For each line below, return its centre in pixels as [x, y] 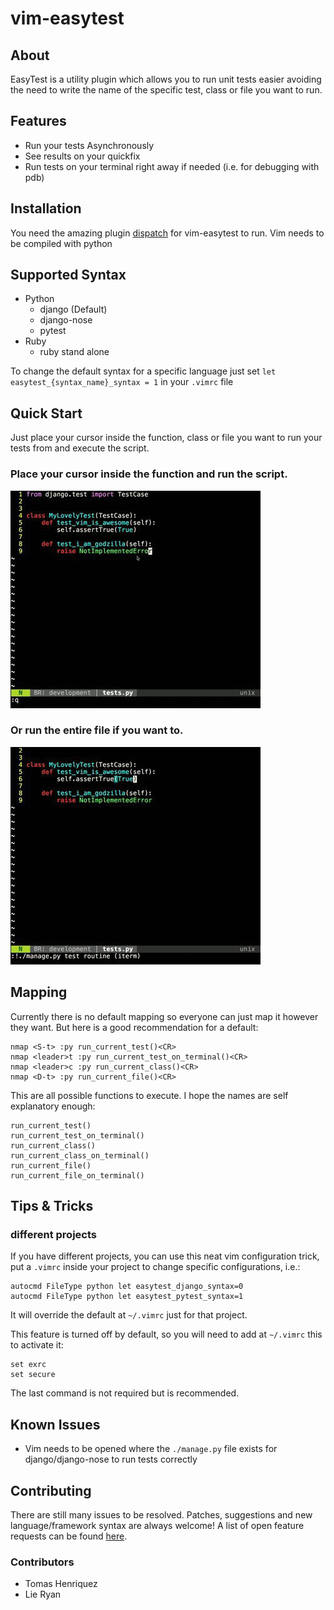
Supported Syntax [68, 275]
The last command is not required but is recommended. [125, 1393]
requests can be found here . [69, 1536]
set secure [33, 1375]
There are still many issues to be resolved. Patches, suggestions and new [161, 1514]
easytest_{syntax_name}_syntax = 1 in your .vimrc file [122, 382]
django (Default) [73, 309]
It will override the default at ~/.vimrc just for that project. [129, 1315]
